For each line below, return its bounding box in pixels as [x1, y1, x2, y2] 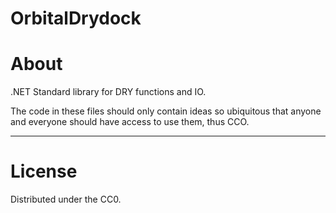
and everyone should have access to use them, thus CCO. [10, 116, 250, 128]
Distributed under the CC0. [10, 193, 122, 206]
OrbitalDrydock [10, 7, 142, 30]
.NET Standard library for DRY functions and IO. [10, 86, 207, 98]
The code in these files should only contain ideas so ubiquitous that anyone [10, 105, 322, 117]
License [10, 160, 78, 183]
